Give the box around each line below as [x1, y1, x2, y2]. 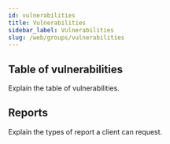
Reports [8, 106, 49, 120]
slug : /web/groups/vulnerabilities [8, 33, 125, 42]
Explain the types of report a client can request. [8, 127, 163, 136]
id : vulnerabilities [8, 11, 76, 20]
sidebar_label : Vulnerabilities [8, 26, 114, 34]
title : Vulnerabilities [8, 19, 87, 27]
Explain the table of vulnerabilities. [8, 83, 120, 93]
